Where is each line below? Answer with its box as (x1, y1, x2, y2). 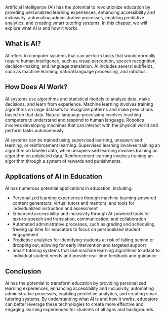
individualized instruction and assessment (12, 205, 98, 212)
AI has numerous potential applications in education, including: (5, 185, 133, 191)
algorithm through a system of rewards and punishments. (5, 158, 122, 164)
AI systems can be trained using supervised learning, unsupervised (5, 137, 142, 143)
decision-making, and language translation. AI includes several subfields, (5, 63, 154, 69)
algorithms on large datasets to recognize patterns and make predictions (5, 106, 153, 112)
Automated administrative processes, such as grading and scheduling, (12, 221, 156, 227)
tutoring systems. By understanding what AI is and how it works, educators (5, 296, 158, 302)
